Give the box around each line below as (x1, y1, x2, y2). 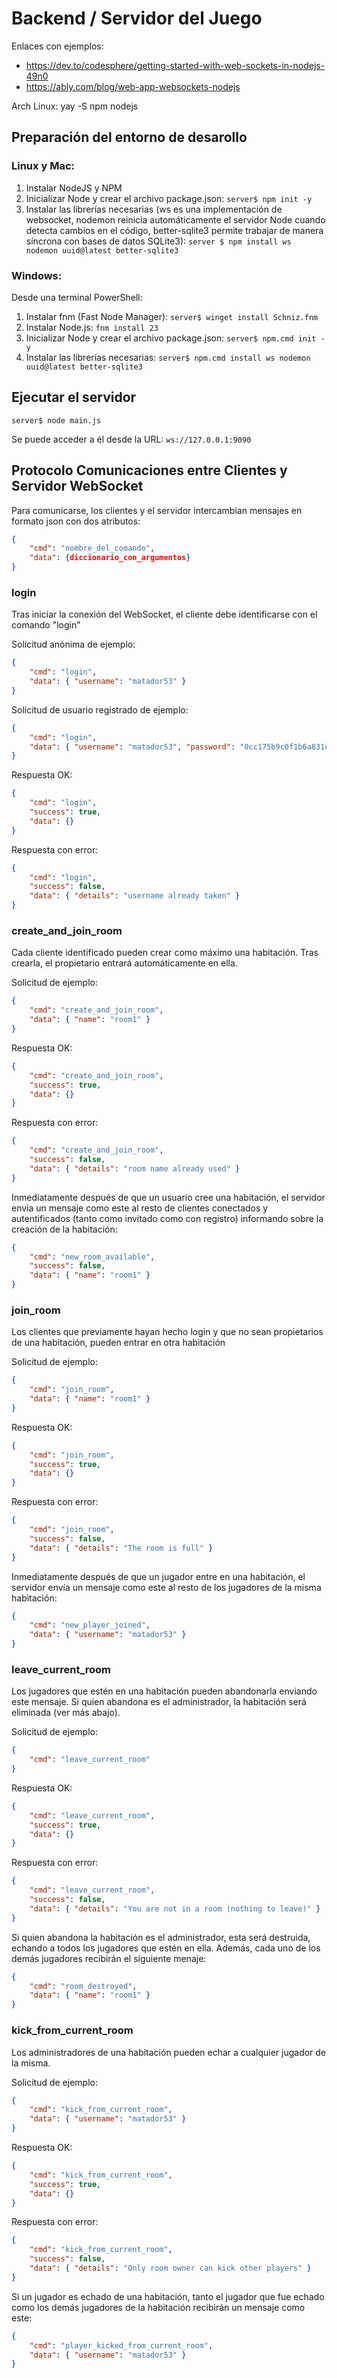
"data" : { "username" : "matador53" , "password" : (29, 742, 236, 752)
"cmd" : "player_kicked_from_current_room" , (29, 2340, 214, 2351)
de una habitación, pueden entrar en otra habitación (11, 1337, 226, 1349)
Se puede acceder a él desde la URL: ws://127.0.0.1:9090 (11, 433, 252, 445)
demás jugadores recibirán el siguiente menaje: (11, 1952, 207, 1964)
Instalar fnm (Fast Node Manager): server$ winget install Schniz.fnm (25, 310, 319, 322)
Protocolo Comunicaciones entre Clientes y (11, 462, 288, 479)
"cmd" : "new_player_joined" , (29, 1620, 151, 1631)
